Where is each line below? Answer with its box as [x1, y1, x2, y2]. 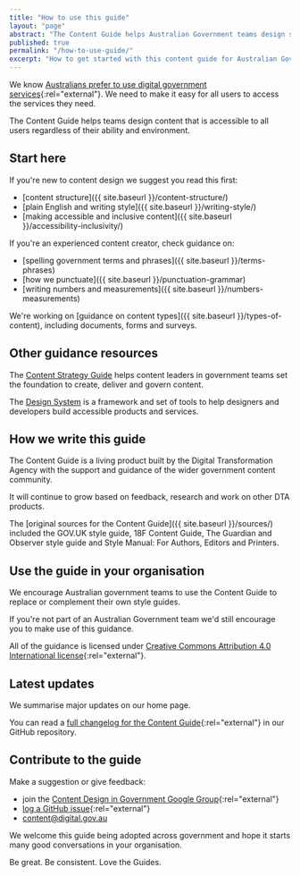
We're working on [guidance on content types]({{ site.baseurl [9, 310, 236, 321]
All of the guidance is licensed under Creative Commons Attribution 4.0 [9, 641, 271, 652]
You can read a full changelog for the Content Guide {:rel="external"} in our [9, 717, 285, 729]
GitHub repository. [9, 727, 78, 737]
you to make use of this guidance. [9, 623, 134, 635]
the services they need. [9, 98, 96, 108]
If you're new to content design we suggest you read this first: [9, 174, 238, 185]
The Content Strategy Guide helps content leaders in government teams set [9, 369, 288, 380]
